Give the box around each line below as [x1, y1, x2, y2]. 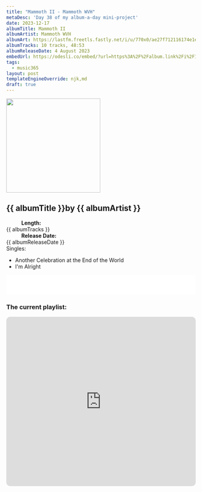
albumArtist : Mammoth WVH [6, 31, 71, 37]
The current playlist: [6, 302, 67, 311]
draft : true [6, 82, 36, 88]
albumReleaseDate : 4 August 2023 [6, 48, 90, 54]
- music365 [11, 64, 39, 71]
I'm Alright [14, 263, 41, 270]
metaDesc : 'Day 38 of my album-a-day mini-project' [6, 14, 138, 20]
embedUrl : [6, 54, 31, 60]
